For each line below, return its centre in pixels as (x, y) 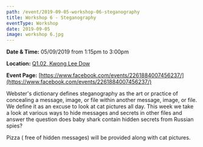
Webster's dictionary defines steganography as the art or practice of (92, 94)
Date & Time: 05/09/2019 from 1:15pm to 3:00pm (68, 52)
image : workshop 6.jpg (35, 35)
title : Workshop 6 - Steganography (51, 18)
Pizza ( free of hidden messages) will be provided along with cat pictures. (98, 138)
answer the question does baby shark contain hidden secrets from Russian (100, 120)
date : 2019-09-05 (28, 29)
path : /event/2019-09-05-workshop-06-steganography (73, 12)
